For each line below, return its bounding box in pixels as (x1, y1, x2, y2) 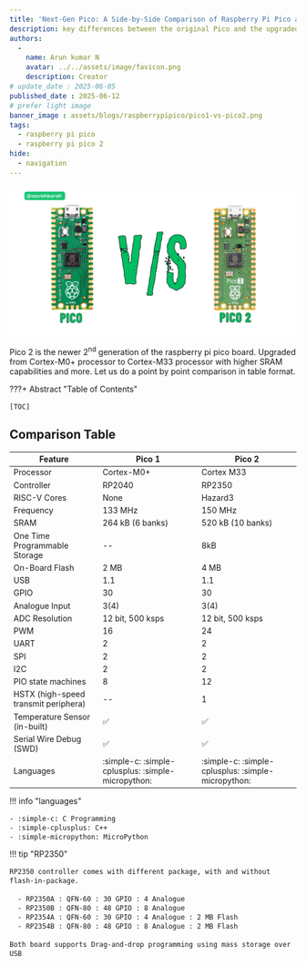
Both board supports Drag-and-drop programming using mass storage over (9, 940, 291, 949)
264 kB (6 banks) (102, 517, 168, 528)
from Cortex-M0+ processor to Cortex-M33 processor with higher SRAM (9, 356, 283, 367)
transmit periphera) (13, 698, 87, 709)
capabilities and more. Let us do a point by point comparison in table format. (9, 365, 296, 377)
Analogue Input (13, 600, 71, 611)
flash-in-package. (9, 876, 79, 885)
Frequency (13, 505, 54, 516)
